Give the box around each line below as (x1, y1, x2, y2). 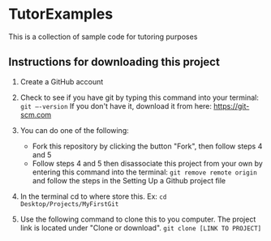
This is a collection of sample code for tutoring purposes (8, 32, 198, 41)
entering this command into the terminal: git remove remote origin (32, 167, 257, 177)
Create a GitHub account (19, 76, 104, 86)
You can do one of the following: (19, 125, 130, 135)
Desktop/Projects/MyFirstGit (19, 200, 119, 208)
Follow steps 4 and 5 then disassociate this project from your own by (32, 158, 264, 168)
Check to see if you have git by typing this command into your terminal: (19, 93, 260, 102)
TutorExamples (8, 5, 114, 24)
